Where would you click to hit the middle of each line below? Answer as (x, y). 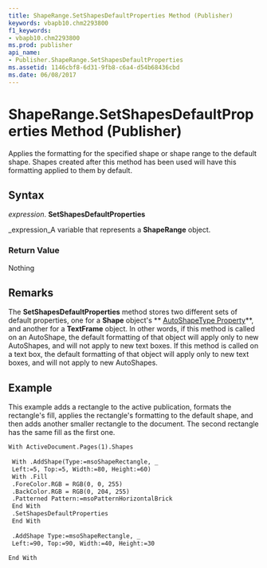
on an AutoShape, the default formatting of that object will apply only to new (133, 337)
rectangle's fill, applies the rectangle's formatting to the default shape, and (131, 416)
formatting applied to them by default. (71, 170)
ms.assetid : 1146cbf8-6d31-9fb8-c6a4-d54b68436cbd (94, 68)
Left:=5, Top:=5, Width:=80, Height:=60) (81, 469)
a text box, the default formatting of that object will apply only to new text (129, 355)
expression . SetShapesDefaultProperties (77, 214)
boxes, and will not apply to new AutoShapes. (83, 362)
